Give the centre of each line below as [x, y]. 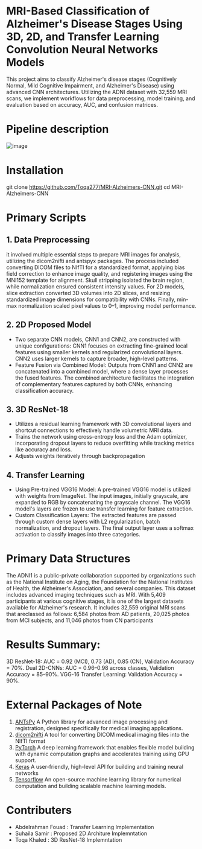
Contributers [39, 810]
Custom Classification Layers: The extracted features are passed [96, 515]
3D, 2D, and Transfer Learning [83, 37]
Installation [35, 170]
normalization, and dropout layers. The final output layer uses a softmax [104, 528]
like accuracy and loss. [43, 450]
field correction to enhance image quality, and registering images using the [99, 273]
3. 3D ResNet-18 [37, 409]
